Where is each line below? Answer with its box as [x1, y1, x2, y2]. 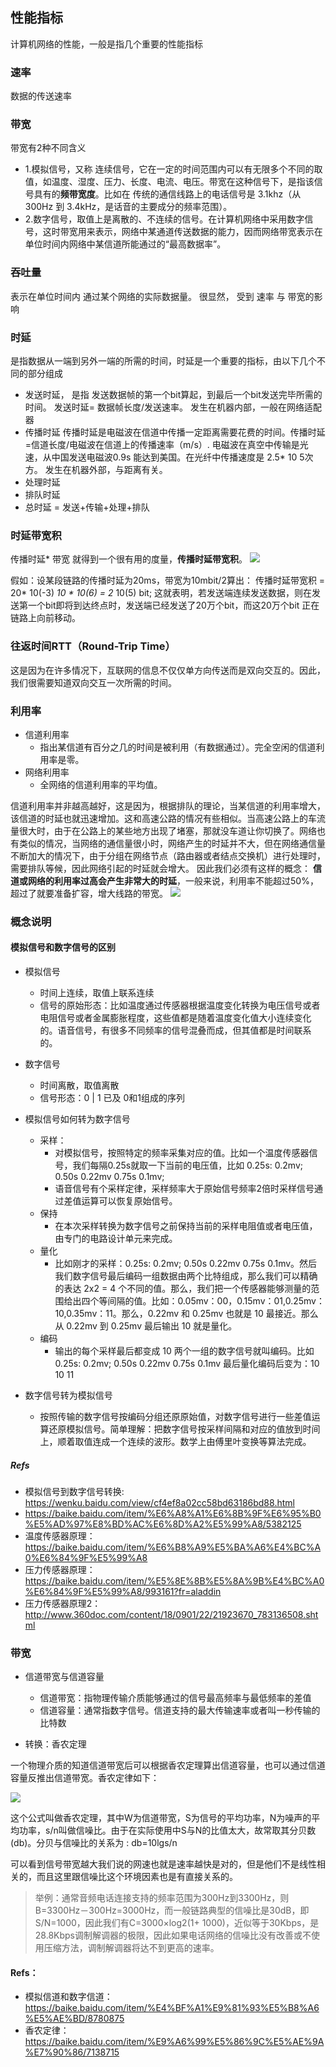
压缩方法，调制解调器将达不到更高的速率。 [43, 1942, 220, 1954]
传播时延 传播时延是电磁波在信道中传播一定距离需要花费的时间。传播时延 [24, 426, 326, 438]
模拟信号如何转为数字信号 [24, 1113, 131, 1125]
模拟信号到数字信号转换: [24, 1485, 125, 1497]
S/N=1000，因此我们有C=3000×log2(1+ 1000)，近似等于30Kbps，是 [34, 1917, 320, 1929]
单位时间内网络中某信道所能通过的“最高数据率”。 [24, 238, 227, 250]
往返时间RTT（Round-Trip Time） [10, 639, 176, 653]
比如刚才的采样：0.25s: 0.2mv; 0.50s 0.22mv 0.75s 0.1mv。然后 [54, 1258, 318, 1270]
